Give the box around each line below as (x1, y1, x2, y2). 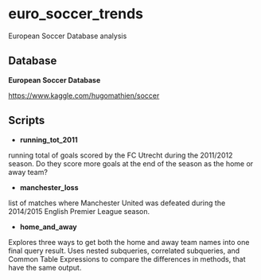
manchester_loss (19, 182, 79, 192)
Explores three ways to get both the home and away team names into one (8, 237, 250, 247)
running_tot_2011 (19, 134, 78, 144)
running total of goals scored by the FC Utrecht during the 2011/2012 (8, 150, 233, 160)
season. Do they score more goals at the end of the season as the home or (8, 158, 254, 168)
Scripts (8, 114, 45, 127)
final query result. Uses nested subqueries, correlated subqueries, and (8, 246, 240, 255)
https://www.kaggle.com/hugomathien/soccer (8, 91, 160, 100)
